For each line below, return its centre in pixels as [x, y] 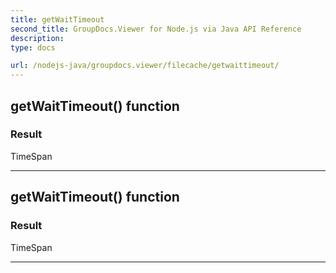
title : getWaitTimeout [57, 19]
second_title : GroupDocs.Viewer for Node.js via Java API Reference [156, 29]
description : [37, 38]
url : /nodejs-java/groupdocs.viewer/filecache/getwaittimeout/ [145, 66]
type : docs [33, 47]
